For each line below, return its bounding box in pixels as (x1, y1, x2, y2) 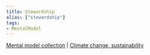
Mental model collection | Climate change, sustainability (6, 42, 144, 49)
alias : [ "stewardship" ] (6, 14, 66, 20)
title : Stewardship (6, 8, 55, 15)
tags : (6, 20, 20, 26)
